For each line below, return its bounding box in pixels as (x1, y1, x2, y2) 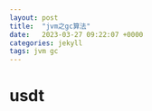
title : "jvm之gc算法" (9, 22, 91, 31)
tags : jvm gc (9, 47, 59, 56)
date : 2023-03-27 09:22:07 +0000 (9, 30, 144, 39)
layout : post (9, 13, 59, 23)
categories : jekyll (9, 38, 83, 48)
